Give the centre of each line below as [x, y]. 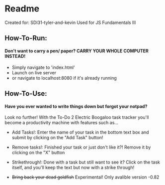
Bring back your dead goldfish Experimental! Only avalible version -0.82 [85, 177]
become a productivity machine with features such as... [62, 123]
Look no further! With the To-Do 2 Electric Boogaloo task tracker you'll [77, 117]
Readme [22, 9]
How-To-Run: [26, 38]
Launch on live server [34, 72]
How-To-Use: [26, 93]
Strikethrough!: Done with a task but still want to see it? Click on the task [86, 162]
